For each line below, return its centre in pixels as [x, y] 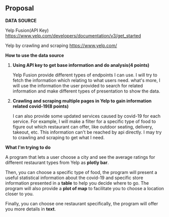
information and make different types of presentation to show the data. [86, 91]
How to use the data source [35, 55]
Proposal [20, 8]
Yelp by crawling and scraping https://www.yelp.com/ [61, 46]
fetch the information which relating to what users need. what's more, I [86, 80]
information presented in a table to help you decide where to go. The [77, 183]
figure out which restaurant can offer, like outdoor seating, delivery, [83, 126]
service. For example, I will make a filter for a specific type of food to [84, 121]
